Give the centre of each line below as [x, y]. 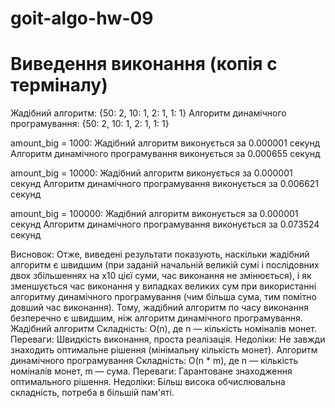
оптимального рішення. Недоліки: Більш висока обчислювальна [148, 382]
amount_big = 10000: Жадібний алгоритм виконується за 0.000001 [151, 173]
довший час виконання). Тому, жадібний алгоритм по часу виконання [159, 308]
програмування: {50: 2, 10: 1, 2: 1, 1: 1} [90, 124]
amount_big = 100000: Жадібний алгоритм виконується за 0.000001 [154, 214]
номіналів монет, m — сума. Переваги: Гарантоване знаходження [151, 371]
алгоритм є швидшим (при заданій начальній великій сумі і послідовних [165, 265]
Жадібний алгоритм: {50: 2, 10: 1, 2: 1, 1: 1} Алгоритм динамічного [148, 113]
